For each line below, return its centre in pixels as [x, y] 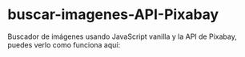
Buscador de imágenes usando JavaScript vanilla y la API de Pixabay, [122, 36]
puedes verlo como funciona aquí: [64, 44]
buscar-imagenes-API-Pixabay [113, 15]
